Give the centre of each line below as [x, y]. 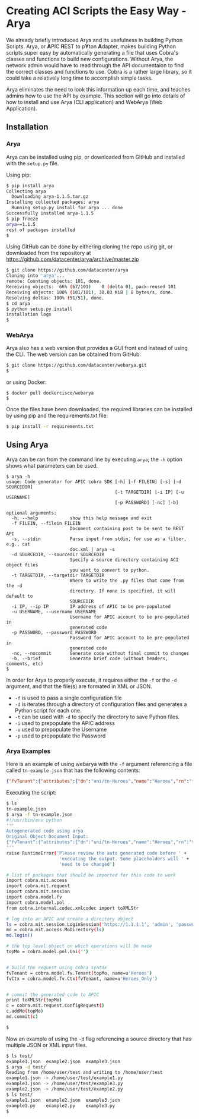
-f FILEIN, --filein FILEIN [46, 523]
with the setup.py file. [33, 163]
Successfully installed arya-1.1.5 [50, 213]
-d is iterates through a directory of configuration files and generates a [101, 704]
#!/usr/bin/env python [34, 820]
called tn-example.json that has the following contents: [73, 770]
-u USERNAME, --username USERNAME [54, 611]
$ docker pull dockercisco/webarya [50, 393]
